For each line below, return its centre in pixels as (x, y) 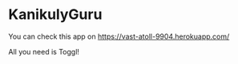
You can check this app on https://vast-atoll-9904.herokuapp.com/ (119, 36)
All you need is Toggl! (44, 51)
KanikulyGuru (55, 15)
